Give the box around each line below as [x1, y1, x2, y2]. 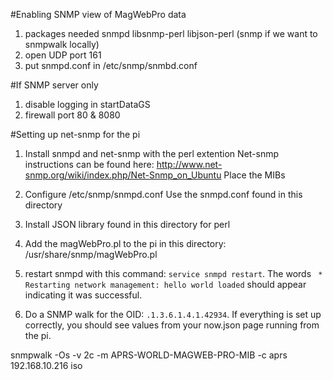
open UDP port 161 [24, 49, 102, 61]
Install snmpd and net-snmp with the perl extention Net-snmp [24, 148, 280, 159]
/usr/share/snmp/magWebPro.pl [24, 249, 158, 260]
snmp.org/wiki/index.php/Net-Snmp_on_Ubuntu [24, 169, 222, 181]
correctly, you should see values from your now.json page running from [24, 319, 320, 331]
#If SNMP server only [10, 79, 99, 91]
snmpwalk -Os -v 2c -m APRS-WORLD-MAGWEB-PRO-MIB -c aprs [10, 349, 288, 361]
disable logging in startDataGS [24, 99, 151, 110]
